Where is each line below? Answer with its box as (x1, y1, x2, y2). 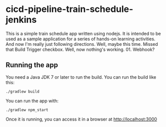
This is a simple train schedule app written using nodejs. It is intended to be (5, 30, 161, 36)
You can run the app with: (5, 98, 59, 104)
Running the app (5, 61, 58, 69)
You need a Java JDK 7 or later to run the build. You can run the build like (5, 74, 156, 80)
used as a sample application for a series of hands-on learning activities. (5, 36, 155, 42)
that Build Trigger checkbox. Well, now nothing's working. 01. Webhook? (5, 46, 155, 52)
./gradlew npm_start (5, 107, 49, 113)
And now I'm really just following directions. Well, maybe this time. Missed (5, 41, 158, 47)
